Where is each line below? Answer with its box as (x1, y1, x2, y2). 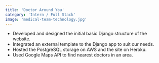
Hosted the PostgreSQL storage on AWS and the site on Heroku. (12, 46, 147, 53)
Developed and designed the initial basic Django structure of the (12, 31, 147, 37)
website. (12, 36, 31, 42)
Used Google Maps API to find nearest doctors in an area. (12, 52, 133, 58)
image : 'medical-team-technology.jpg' (5, 17, 87, 22)
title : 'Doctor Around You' (5, 7, 65, 13)
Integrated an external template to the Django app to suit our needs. (12, 41, 154, 47)
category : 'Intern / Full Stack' (5, 12, 76, 17)
